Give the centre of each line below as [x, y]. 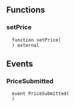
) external [26, 45]
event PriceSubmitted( [41, 94]
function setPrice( [37, 40]
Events [20, 64]
